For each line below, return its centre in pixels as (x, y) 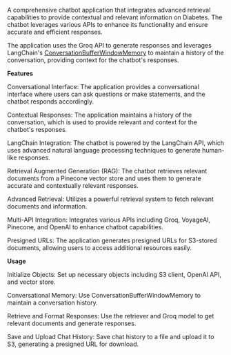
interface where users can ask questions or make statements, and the (106, 94)
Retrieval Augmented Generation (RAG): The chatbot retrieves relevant (107, 171)
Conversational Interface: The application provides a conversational (103, 87)
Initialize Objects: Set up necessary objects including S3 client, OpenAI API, (114, 275)
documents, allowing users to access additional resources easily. (99, 248)
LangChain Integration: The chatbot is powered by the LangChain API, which (116, 143)
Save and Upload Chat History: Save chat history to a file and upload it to (111, 337)
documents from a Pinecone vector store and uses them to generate (104, 178)
